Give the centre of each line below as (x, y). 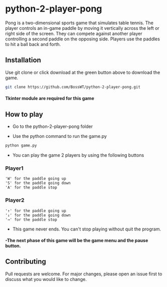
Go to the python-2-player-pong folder (53, 126)
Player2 (15, 200)
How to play (24, 114)
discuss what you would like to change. (46, 279)
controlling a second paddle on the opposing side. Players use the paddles (82, 39)
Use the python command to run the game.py (60, 136)
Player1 (14, 168)
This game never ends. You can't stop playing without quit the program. (87, 229)
